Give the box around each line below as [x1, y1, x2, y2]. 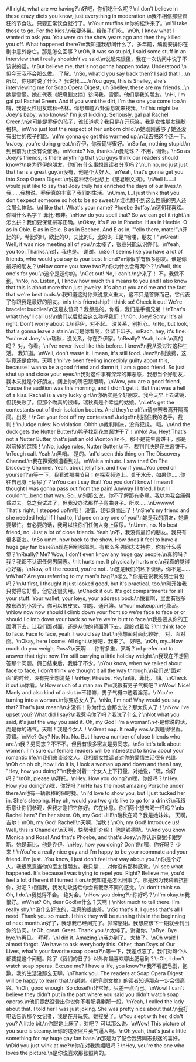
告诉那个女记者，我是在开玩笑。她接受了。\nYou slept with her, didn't [16, 1013, 183, 1020]
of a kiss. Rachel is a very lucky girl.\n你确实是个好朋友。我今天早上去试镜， [6, 392, 190, 398]
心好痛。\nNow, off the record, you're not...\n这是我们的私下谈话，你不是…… [6, 565, 191, 572]
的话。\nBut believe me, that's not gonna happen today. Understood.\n [16, 63, 187, 69]
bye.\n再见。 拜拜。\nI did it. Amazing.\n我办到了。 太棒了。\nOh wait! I [6, 934, 179, 941]
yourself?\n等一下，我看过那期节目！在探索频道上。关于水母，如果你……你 [6, 471, 186, 478]
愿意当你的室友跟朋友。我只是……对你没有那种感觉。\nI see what [26, 863, 183, 870]
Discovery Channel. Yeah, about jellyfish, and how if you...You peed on [6, 464, 177, 471]
